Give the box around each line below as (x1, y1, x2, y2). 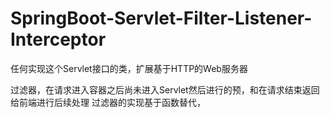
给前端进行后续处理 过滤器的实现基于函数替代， (10, 96, 206, 108)
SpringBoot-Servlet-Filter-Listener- (10, 7, 313, 30)
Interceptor (10, 28, 107, 51)
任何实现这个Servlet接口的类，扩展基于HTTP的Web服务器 (10, 62, 248, 74)
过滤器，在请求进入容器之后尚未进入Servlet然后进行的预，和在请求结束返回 (10, 83, 320, 96)
